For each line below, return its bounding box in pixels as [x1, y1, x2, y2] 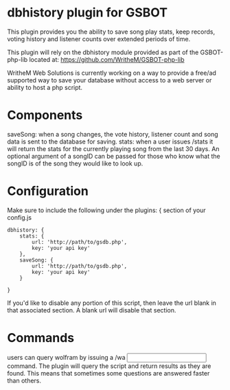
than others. [7, 376, 42, 385]
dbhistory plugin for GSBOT [7, 5, 168, 21]
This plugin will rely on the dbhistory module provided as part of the [7, 48, 199, 56]
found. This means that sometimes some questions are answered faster [7, 369, 210, 377]
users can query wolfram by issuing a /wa [7, 353, 126, 361]
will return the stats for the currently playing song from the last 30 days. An [7, 144, 220, 152]
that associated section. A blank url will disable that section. [7, 306, 176, 314]
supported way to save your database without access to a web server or [7, 76, 212, 84]
